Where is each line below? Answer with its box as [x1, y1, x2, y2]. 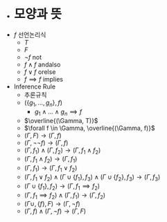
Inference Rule [13, 82, 56, 91]
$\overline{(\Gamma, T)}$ [24, 116, 98, 124]
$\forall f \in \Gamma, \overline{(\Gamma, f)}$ [24, 124, 155, 132]
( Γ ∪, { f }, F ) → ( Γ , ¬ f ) [24, 200, 81, 208]
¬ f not [24, 53, 42, 61]
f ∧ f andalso [24, 60, 61, 68]
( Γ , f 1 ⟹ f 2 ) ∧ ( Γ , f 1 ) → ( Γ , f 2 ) [24, 191, 106, 201]
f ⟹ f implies [24, 75, 64, 83]
